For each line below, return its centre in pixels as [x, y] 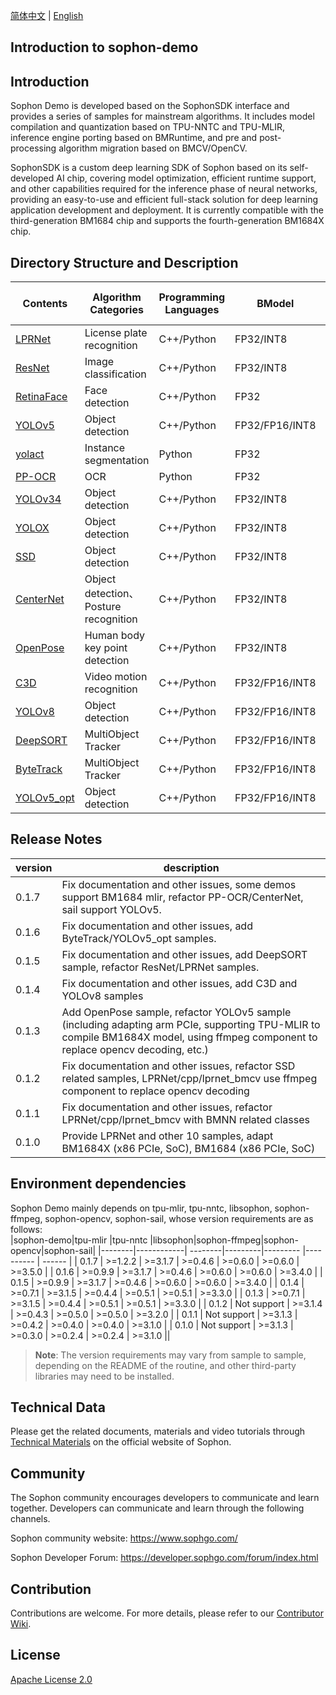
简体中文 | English [47, 15]
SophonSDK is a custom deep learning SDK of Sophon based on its [149, 168]
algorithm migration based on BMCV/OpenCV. [153, 148]
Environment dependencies [98, 1184]
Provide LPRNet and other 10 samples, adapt [167, 1136]
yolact [30, 454]
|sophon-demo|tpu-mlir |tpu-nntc [79, 1240]
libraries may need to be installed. [104, 1376]
